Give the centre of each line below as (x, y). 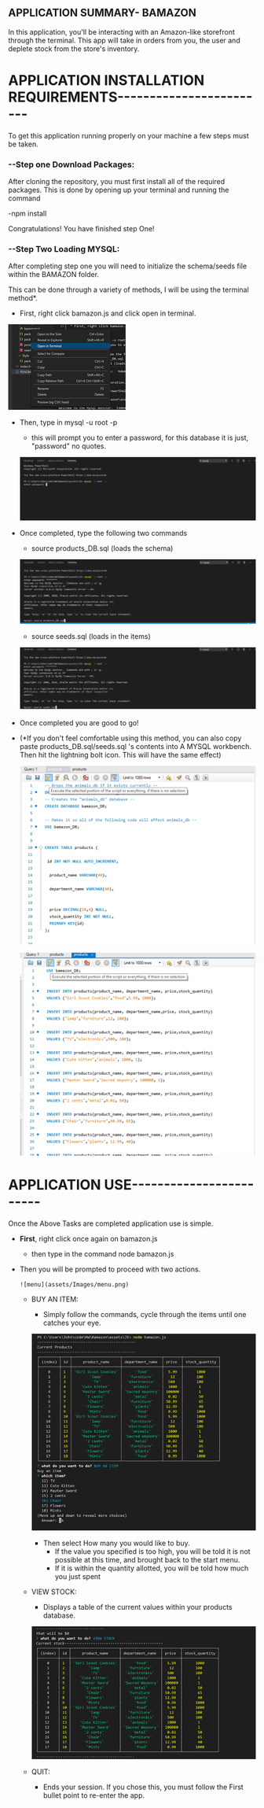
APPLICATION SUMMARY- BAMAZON (102, 13)
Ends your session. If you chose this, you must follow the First (143, 1787)
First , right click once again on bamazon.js (89, 1239)
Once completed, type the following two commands (103, 533)
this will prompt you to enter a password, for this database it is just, (140, 438)
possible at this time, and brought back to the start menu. (147, 1559)
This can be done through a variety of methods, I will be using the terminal (128, 290)
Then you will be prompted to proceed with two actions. (110, 1269)
